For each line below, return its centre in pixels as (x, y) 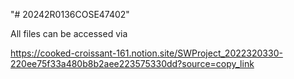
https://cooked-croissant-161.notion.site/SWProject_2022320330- (146, 53)
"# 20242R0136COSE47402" (70, 14)
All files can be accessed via (69, 33)
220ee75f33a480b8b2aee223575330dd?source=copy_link (132, 63)
